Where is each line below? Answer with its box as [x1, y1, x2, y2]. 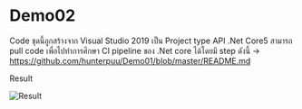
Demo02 [9, 5, 76, 26]
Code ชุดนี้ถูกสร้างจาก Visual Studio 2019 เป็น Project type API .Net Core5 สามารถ [9, 35, 293, 46]
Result [9, 73, 34, 84]
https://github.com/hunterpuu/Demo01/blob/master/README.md [9, 55, 251, 66]
